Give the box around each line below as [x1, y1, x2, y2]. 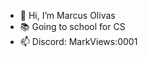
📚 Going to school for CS [19, 21, 126, 32]
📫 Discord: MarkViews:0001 [19, 36, 138, 47]
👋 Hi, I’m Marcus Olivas [19, 10, 116, 21]
